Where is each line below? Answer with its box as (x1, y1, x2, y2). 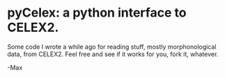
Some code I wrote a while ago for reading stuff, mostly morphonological (7, 42, 217, 51)
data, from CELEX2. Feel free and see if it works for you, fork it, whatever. (7, 50, 219, 58)
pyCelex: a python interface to (7, 5, 187, 21)
